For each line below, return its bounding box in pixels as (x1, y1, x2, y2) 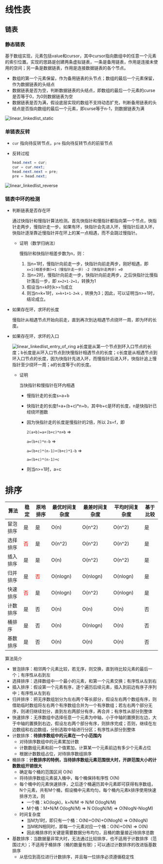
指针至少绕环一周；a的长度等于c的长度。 (12, 362, 94, 368)
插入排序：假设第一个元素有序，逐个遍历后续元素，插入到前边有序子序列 (12, 684, 157, 690)
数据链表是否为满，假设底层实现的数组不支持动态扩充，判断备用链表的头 (12, 99, 157, 105)
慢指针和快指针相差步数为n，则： (19, 250, 86, 256)
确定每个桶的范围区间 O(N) (19, 769, 73, 775)
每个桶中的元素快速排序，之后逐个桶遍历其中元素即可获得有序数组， (19, 781, 156, 787)
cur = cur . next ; (12, 165, 45, 170)
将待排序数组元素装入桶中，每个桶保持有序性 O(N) (19, 775, 120, 781)
